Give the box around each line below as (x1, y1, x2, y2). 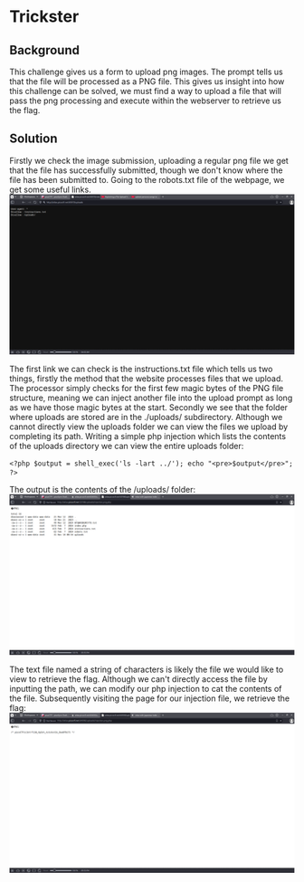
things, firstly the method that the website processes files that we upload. (9, 373, 283, 384)
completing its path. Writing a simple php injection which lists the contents (9, 431, 287, 442)
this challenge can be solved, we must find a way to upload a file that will (9, 86, 282, 96)
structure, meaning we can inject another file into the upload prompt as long (9, 392, 293, 404)
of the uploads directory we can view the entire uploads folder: (9, 441, 244, 452)
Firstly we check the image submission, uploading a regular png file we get (9, 155, 290, 166)
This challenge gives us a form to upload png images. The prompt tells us (9, 66, 283, 77)
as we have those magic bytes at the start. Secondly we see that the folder (9, 402, 288, 413)
